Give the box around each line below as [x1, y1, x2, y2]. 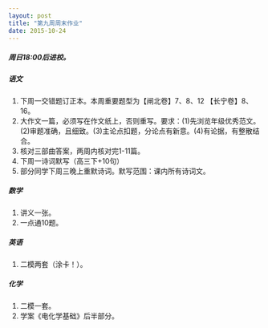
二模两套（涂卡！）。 [19, 259, 87, 269]
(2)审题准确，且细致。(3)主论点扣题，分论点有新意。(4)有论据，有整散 [19, 126, 253, 136]
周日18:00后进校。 [8, 52, 71, 62]
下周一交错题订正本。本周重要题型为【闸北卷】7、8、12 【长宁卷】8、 [19, 95, 254, 105]
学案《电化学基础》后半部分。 [19, 310, 119, 321]
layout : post [8, 11, 52, 20]
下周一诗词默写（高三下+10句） [19, 156, 124, 165]
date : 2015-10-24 [8, 26, 67, 34]
